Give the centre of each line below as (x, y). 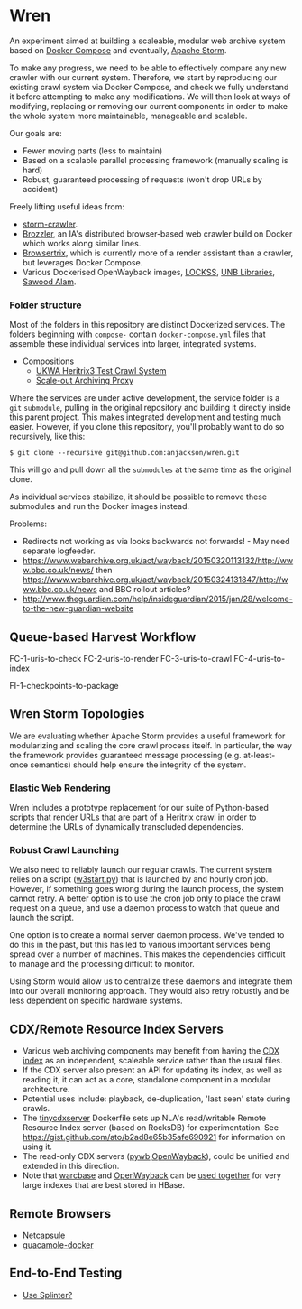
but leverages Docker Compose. (82, 262)
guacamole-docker (58, 1245)
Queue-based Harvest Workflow (103, 637)
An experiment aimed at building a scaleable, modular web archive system (147, 41)
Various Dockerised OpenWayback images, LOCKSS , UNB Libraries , (148, 272)
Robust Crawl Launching (64, 850)
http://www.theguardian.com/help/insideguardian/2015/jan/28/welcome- (157, 599)
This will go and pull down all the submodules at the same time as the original (151, 469)
